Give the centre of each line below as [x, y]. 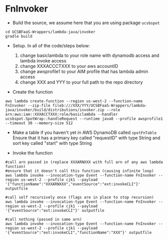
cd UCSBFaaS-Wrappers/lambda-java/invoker [50, 32]
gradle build [19, 36]
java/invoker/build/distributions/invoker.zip [55, 110]
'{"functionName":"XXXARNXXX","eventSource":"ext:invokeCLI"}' [73, 184]
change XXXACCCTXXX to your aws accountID [69, 66]
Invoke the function [32, 153]
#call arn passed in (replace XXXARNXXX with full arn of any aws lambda [84, 162]
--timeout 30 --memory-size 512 [39, 123]
